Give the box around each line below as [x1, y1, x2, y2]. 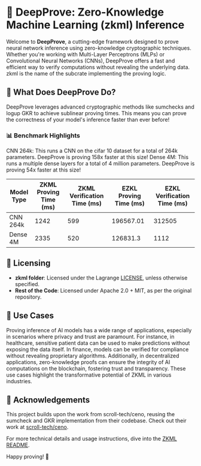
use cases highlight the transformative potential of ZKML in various [6, 371, 172, 378]
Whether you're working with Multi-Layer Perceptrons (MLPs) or [6, 50, 165, 58]
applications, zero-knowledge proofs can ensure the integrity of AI [6, 358, 170, 365]
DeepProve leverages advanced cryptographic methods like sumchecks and [6, 103, 194, 110]
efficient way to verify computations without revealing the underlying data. [6, 63, 190, 71]
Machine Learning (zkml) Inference [6, 18, 185, 32]
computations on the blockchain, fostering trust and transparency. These [6, 365, 186, 372]
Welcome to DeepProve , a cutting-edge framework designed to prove [6, 38, 179, 45]
